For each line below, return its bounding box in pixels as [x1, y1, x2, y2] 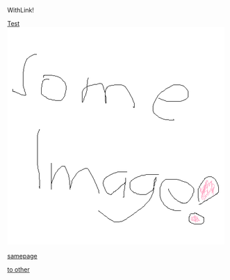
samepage [7, 252, 38, 260]
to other [7, 265, 30, 274]
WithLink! [7, 6, 35, 14]
